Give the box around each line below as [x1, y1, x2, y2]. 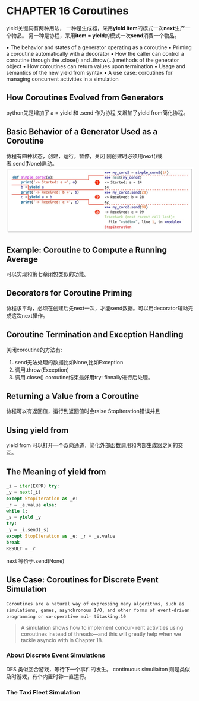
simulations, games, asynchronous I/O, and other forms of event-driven [6, 607, 190, 613]
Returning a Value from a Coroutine [6, 391, 140, 401]
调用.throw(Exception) [14, 366, 70, 373]
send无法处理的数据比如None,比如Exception [14, 359, 124, 366]
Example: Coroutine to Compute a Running [6, 245, 168, 255]
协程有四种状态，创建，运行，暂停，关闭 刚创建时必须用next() [6, 153, 157, 160]
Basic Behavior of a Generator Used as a [6, 126, 158, 137]
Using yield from [6, 425, 69, 435]
